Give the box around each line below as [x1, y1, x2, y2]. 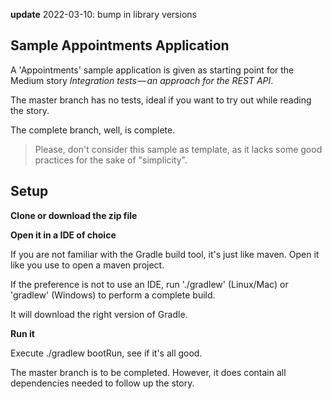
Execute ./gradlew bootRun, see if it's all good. [10, 347, 203, 359]
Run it [10, 327, 35, 339]
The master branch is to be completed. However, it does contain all [10, 366, 287, 378]
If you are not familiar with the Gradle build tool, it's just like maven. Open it [10, 248, 320, 260]
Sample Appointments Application [10, 37, 230, 54]
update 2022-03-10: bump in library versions [10, 9, 197, 20]
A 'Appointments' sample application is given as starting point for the [10, 64, 295, 76]
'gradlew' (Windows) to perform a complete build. [10, 289, 216, 301]
